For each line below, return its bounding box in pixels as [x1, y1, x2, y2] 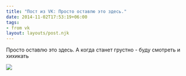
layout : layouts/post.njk [6, 30, 69, 36]
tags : [6, 19, 19, 25]
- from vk [6, 25, 30, 31]
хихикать [6, 53, 29, 60]
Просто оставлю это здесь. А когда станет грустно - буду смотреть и [6, 46, 181, 53]
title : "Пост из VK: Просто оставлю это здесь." [6, 8, 127, 15]
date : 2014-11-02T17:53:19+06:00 [6, 14, 88, 20]
